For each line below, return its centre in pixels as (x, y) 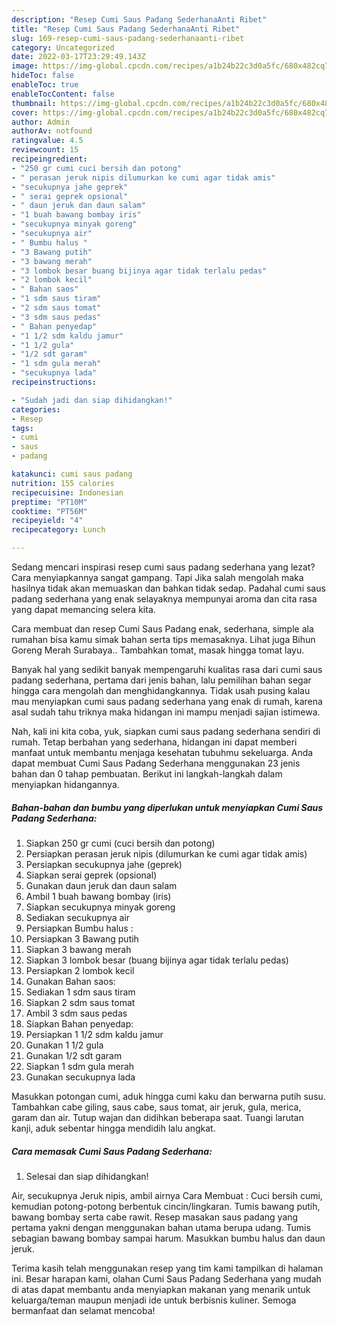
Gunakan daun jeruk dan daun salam (101, 885)
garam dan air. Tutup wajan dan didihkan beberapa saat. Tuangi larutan (157, 1117)
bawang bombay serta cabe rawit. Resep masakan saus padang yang (155, 1217)
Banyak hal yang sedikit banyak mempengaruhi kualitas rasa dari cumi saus (167, 669)
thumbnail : (34, 103)
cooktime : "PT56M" (49, 511)
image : (25, 66)
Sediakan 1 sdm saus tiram (80, 992)
